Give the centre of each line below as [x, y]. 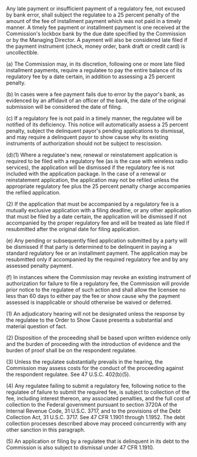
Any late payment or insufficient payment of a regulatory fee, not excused [96, 9]
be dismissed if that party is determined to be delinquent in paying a [89, 247]
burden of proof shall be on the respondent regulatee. [71, 350]
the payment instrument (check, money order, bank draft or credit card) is [96, 46]
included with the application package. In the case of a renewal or [86, 174]
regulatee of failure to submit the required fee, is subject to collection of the [98, 392]
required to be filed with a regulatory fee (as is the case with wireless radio [97, 161]
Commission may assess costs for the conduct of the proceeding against [95, 368]
